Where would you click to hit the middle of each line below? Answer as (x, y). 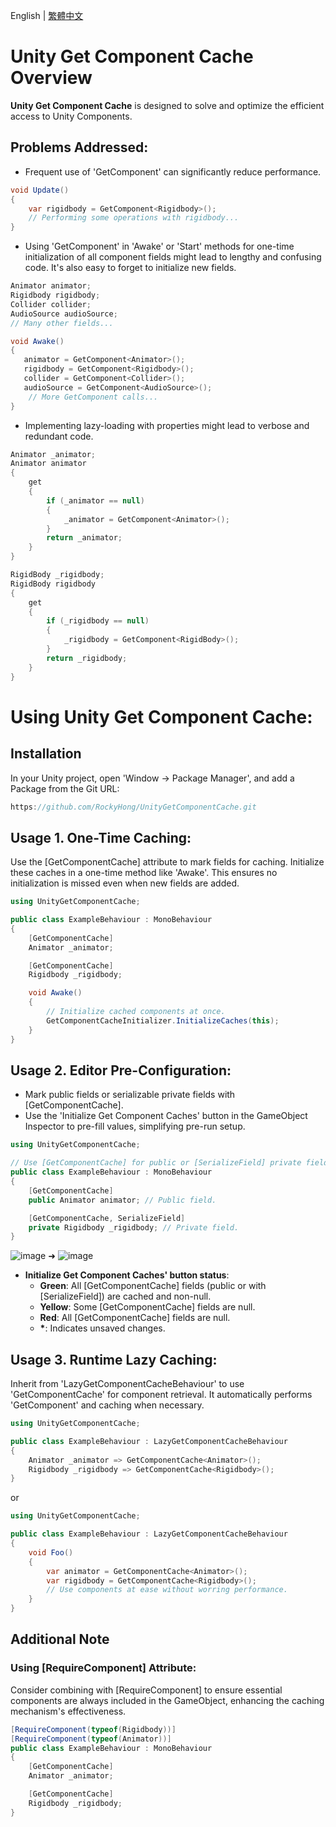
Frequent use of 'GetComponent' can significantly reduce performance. (173, 171)
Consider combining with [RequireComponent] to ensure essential (146, 1690)
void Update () (40, 190)
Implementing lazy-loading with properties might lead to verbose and (167, 425)
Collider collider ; (51, 304)
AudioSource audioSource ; (64, 314)
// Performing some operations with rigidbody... (134, 218)
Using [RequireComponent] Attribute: (103, 1668)
